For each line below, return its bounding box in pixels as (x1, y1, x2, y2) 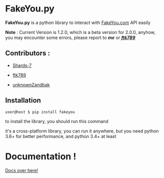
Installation (5, 96, 41, 105)
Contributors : (5, 49, 50, 57)
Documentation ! (5, 150, 77, 162)
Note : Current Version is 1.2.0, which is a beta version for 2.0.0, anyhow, (5, 29, 155, 35)
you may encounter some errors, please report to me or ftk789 (5, 34, 135, 40)
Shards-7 (12, 62, 32, 68)
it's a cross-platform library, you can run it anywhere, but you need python (5, 128, 159, 134)
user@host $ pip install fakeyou (5, 109, 75, 114)
